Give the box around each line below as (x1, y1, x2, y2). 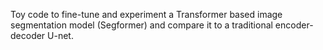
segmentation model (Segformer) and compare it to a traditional (10, 19, 273, 31)
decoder (10, 30, 46, 41)
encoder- (274, 19, 314, 31)
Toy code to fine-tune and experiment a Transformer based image (10, 9, 283, 20)
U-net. (47, 30, 74, 41)
